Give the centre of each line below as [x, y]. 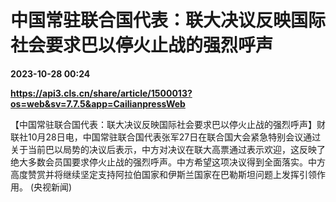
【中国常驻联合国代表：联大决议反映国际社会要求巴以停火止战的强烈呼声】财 [168, 124]
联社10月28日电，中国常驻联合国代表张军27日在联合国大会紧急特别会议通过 [166, 137]
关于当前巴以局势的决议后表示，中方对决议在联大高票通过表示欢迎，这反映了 [168, 149]
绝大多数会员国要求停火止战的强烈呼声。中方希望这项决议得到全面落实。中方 [168, 162]
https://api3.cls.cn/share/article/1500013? [101, 93]
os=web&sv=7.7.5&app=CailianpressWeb [98, 103]
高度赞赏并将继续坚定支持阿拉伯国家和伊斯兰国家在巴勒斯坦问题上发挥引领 [163, 174]
